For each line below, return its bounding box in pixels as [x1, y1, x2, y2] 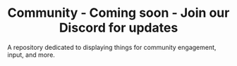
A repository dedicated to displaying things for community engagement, [7, 43, 217, 51]
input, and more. [7, 51, 55, 59]
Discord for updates [59, 20, 178, 36]
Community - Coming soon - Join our [7, 5, 230, 21]
